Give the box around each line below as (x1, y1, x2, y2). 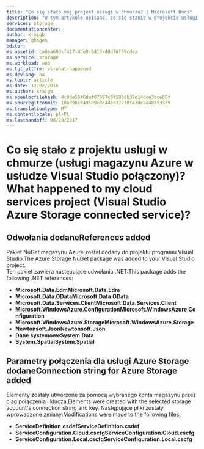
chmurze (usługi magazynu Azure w (6, 156, 194, 170)
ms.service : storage (6, 54, 59, 60)
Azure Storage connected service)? (6, 208, 191, 222)
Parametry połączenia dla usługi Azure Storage (6, 356, 189, 367)
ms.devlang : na (6, 71, 45, 78)
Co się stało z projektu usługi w (6, 143, 168, 157)
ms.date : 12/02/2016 (6, 83, 59, 89)
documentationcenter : (6, 26, 62, 32)
